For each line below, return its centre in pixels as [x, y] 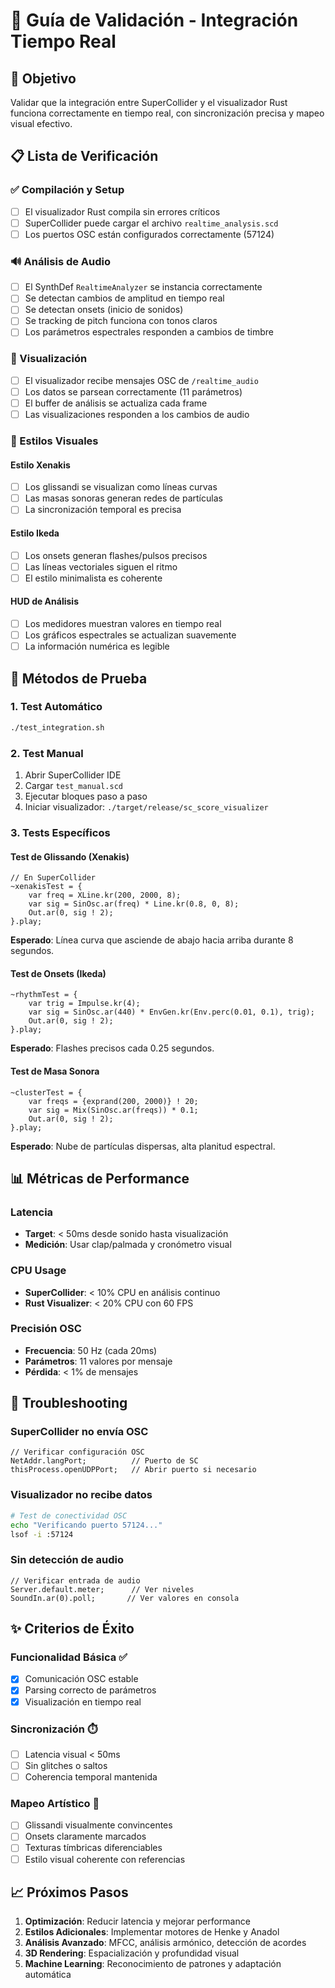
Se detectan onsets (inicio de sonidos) [104, 310]
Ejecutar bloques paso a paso [86, 796]
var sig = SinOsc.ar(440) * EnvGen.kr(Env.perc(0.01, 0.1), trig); [171, 1012]
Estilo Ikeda [35, 533]
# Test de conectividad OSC [69, 1515]
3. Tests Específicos [60, 832]
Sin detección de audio [67, 1560]
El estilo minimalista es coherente [93, 578]
